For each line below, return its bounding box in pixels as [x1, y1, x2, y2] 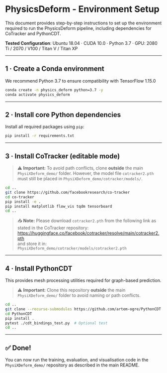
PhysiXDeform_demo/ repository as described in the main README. [5, 362, 140, 368]
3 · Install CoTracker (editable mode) [5, 152, 120, 160]
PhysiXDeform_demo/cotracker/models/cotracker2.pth [17, 246, 127, 251]
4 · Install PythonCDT [5, 264, 73, 272]
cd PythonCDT [5, 311, 32, 316]
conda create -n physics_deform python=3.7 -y [5, 87, 103, 93]
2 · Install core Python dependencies [5, 111, 121, 119]
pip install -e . [5, 199, 41, 204]
